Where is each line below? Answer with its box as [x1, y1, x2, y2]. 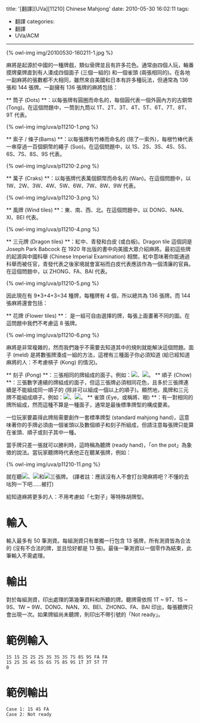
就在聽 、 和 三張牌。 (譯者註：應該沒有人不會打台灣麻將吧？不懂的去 [6, 473, 189, 480]
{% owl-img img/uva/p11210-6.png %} [6, 331, 99, 339]
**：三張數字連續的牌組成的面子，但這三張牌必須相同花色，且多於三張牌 [6, 379, 184, 386]
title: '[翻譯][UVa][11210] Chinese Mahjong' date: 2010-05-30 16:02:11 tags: [6, 5, 189, 12]
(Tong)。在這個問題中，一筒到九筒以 [6, 104, 96, 111]
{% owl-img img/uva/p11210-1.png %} [6, 123, 99, 130]
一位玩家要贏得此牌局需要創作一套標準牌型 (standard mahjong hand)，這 [6, 414, 185, 421]
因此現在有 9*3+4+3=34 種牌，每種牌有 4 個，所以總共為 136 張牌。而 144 [6, 292, 190, 299]
